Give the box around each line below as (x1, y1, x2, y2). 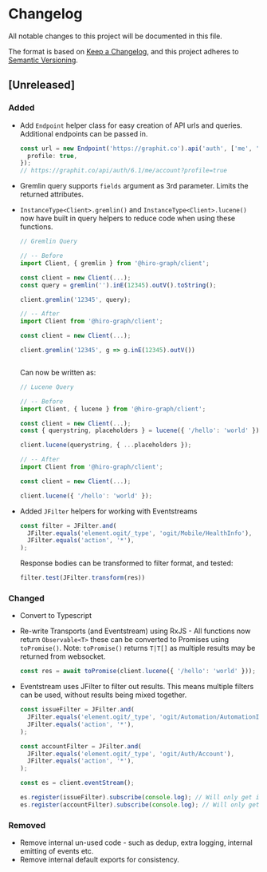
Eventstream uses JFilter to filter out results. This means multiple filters (19, 682, 254, 692)
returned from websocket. (19, 652, 106, 661)
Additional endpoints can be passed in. (19, 129, 148, 138)
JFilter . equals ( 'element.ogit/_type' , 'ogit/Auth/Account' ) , (27, 750, 235, 758)
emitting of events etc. (19, 846, 94, 856)
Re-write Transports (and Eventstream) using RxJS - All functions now (19, 626, 251, 636)
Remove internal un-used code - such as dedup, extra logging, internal (19, 838, 253, 847)
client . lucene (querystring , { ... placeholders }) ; (19, 441, 192, 450)
